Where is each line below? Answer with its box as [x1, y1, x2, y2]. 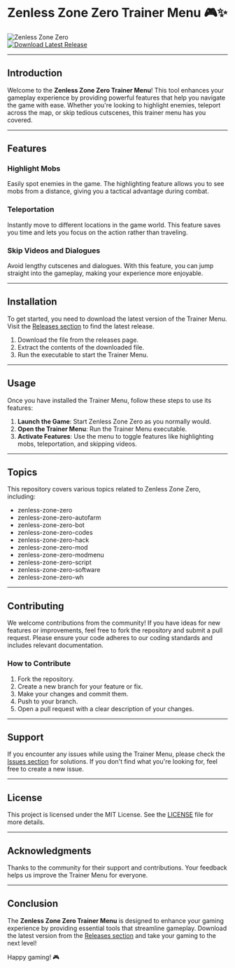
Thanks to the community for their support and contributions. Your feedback [7, 863, 227, 872]
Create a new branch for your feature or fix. [17, 682, 143, 691]
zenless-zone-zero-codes [17, 529, 93, 537]
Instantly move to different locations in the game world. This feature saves [7, 220, 221, 229]
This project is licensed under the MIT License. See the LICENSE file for [7, 811, 214, 819]
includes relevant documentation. [7, 641, 104, 649]
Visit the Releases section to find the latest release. [7, 321, 155, 330]
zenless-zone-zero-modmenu [17, 551, 105, 559]
